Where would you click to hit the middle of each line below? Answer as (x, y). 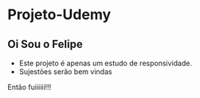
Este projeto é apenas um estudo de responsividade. (106, 63)
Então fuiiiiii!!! (29, 87)
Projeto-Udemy (59, 15)
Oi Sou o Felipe (45, 44)
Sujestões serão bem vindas (65, 72)
